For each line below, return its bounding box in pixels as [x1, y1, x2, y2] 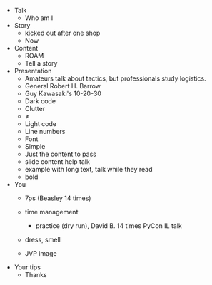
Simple [24, 142, 46, 150]
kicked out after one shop [24, 28, 101, 37]
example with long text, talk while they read [24, 165, 153, 173]
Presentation [14, 67, 52, 75]
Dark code [24, 97, 56, 105]
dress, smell [24, 235, 61, 244]
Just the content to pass [24, 150, 96, 158]
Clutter [24, 105, 45, 113]
